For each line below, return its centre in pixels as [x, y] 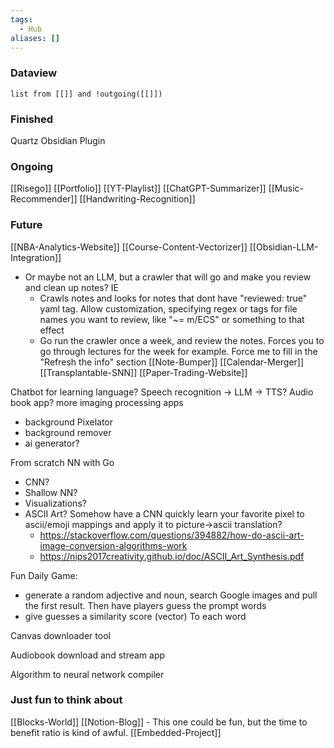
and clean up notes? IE [71, 287]
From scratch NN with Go [62, 462]
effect [52, 330]
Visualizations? [55, 503]
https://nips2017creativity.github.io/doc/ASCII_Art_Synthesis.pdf [172, 556]
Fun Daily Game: [44, 575]
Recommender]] [44, 199]
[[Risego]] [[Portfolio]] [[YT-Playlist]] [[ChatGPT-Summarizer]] [138, 188]
